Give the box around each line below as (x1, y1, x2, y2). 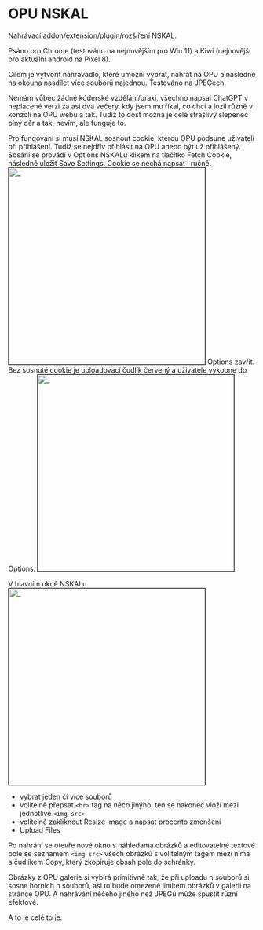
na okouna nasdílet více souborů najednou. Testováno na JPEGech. (8, 78, 226, 87)
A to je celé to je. (8, 913, 63, 922)
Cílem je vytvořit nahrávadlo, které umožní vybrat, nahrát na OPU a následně (8, 69, 256, 79)
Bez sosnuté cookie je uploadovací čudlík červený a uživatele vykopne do (8, 365, 247, 374)
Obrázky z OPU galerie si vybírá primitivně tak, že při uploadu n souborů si (8, 872, 250, 881)
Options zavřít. (206, 357, 255, 366)
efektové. (8, 897, 39, 906)
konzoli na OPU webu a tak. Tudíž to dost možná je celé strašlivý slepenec (8, 109, 249, 119)
